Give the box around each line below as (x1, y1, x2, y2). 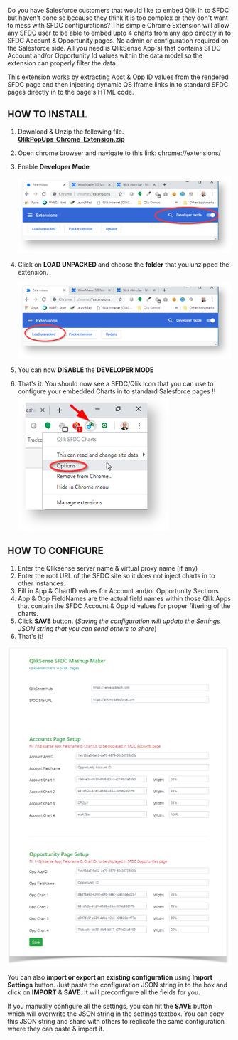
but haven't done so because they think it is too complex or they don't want (7, 14, 229, 22)
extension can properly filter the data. (7, 59, 118, 67)
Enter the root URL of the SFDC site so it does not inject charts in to (17, 571, 215, 580)
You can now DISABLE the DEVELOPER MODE (17, 366, 154, 374)
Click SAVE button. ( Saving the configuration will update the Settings (17, 617, 220, 625)
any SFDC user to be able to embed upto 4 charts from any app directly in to (7, 28, 232, 37)
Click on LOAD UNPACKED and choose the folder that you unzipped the (17, 260, 229, 269)
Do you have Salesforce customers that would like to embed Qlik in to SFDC (7, 6, 229, 14)
